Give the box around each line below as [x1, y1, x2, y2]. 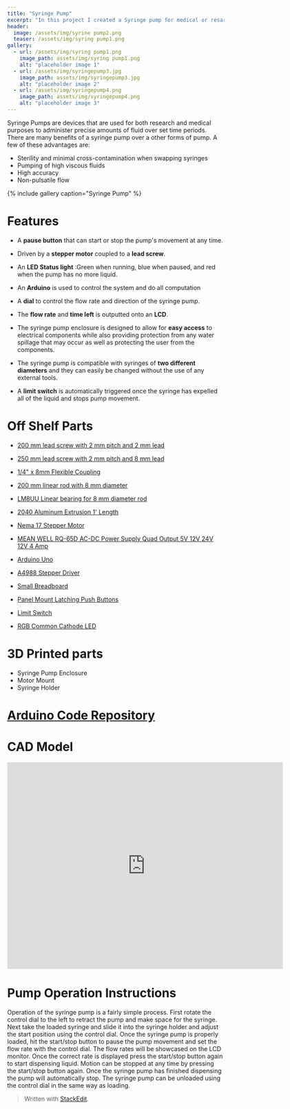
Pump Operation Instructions [7, 986, 177, 1001]
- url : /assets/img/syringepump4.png [13, 87, 122, 94]
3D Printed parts [7, 645, 103, 661]
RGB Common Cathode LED [17, 621, 96, 630]
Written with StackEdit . [23, 1095, 90, 1103]
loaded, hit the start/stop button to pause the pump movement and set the [7, 1037, 218, 1046]
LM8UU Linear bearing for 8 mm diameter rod [17, 494, 147, 503]
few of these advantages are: [7, 141, 91, 149]
